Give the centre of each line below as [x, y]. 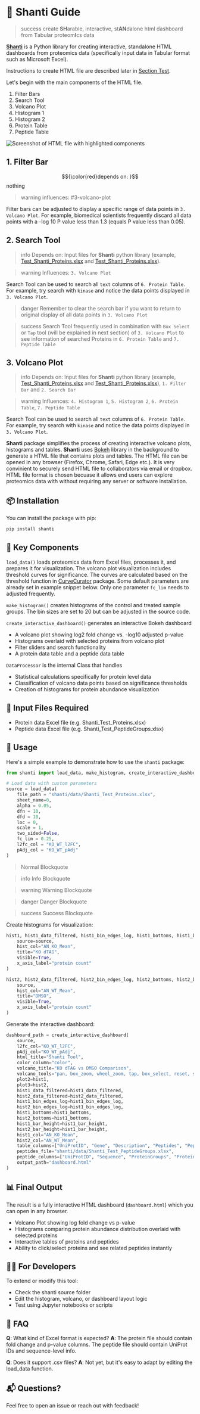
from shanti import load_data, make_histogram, [66, 773]
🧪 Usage [22, 748]
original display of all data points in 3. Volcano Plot [84, 315]
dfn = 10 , [29, 811]
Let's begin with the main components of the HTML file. [74, 82]
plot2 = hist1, [33, 1079]
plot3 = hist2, [33, 1085]
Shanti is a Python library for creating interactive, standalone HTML [89, 46]
